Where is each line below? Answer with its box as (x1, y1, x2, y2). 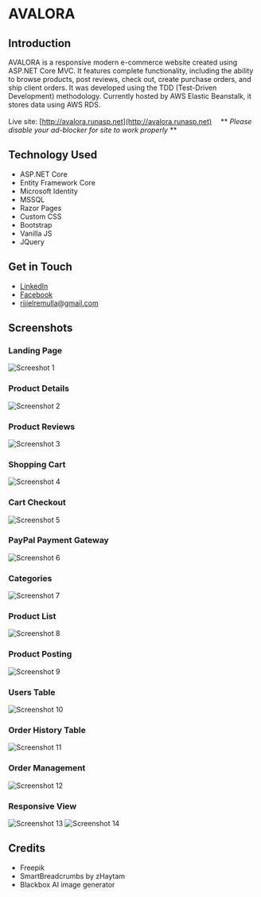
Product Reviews (8, 421, 76, 432)
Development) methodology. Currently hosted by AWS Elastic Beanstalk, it (8, 92, 252, 100)
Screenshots (8, 322, 73, 335)
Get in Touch (8, 260, 73, 274)
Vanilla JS (19, 228, 53, 238)
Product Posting (8, 649, 72, 660)
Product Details (8, 383, 70, 394)
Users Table (8, 686, 56, 697)
